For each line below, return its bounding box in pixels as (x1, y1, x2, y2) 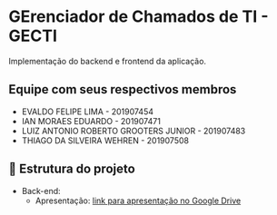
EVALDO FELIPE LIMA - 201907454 (21, 106, 153, 117)
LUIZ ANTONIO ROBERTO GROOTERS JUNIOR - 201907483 (21, 125, 246, 136)
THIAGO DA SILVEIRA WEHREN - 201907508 (21, 134, 190, 146)
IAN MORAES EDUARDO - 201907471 (21, 115, 161, 126)
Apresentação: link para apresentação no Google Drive (35, 195, 242, 206)
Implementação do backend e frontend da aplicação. (8, 55, 206, 66)
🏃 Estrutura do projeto (8, 161, 135, 177)
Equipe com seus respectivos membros (8, 82, 237, 97)
